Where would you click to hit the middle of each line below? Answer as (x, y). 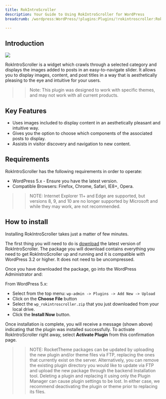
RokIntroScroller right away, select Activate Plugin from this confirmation (80, 335)
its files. (38, 392)
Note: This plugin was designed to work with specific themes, (92, 90)
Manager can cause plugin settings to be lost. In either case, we (95, 381)
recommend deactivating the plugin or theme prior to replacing (94, 386)
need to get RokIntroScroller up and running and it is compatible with (75, 254)
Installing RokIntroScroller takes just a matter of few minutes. (67, 234)
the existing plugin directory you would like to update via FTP (92, 365)
